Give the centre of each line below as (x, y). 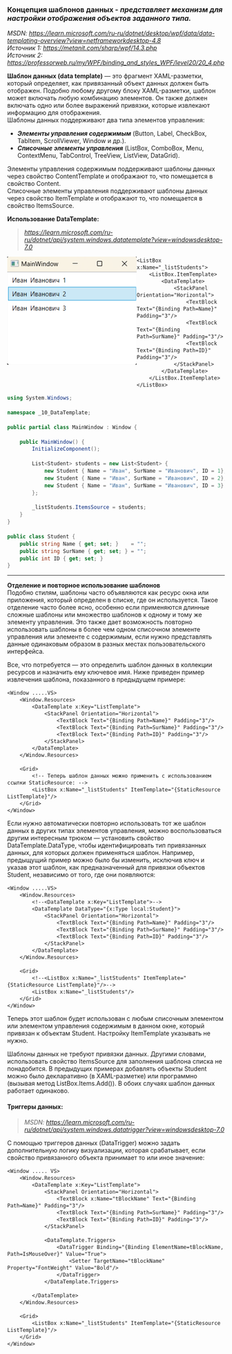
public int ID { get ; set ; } (61, 558)
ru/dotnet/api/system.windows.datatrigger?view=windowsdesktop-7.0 (124, 1129)
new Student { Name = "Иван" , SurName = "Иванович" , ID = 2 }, (135, 478)
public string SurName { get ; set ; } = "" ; (83, 551)
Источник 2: (25, 55)
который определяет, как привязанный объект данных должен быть (108, 84)
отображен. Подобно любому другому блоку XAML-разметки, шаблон (112, 91)
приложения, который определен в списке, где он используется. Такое (113, 600)
